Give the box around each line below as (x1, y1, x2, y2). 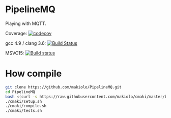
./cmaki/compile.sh (5, 103, 47, 109)
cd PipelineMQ (5, 89, 36, 95)
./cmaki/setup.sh (5, 99, 42, 104)
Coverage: (5, 30, 27, 36)
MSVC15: (5, 50, 24, 56)
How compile (5, 68, 62, 79)
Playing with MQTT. (5, 20, 47, 26)
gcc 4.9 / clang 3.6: (5, 40, 46, 46)
